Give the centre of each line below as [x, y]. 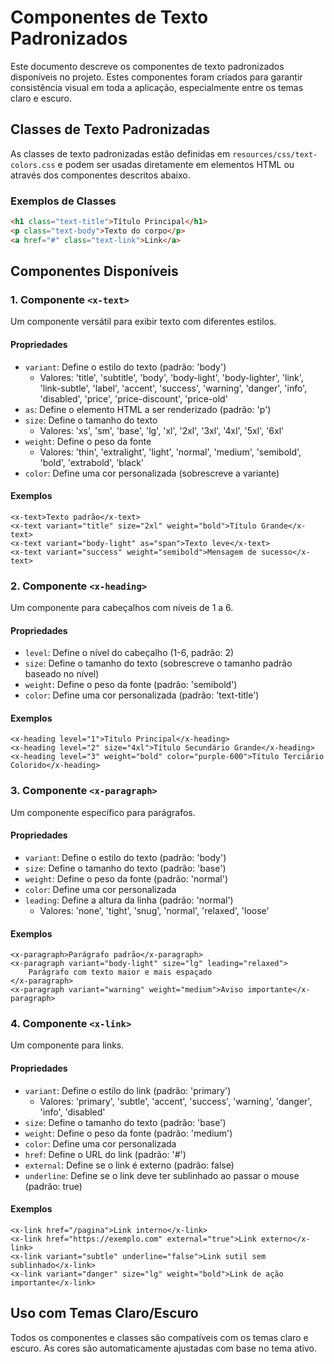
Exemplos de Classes [63, 201]
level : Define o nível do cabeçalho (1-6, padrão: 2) [129, 653]
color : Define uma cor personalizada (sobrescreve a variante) [152, 473]
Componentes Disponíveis [94, 271]
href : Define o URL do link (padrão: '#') [105, 1154]
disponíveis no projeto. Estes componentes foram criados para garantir [156, 77]
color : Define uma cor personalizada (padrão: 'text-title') [142, 695]
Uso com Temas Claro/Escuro [104, 1313]
